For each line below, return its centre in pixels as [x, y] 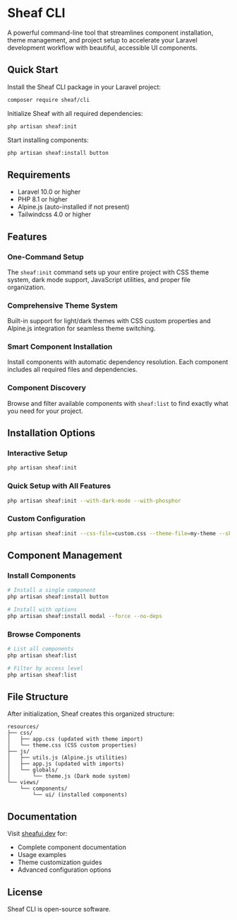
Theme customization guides [60, 862]
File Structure [38, 697]
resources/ [23, 727]
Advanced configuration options [64, 870]
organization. [26, 287]
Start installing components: [48, 140]
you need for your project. [45, 411]
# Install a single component [52, 590]
